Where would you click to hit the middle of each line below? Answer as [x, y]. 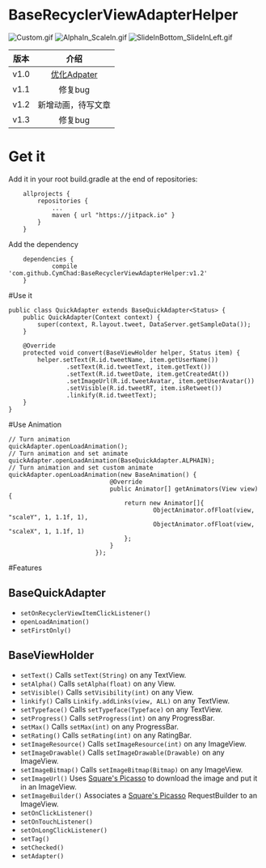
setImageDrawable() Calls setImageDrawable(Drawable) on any [122, 752]
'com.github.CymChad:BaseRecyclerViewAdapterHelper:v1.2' [108, 273]
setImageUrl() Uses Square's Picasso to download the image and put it [139, 778]
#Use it [20, 295]
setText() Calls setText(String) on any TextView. [103, 674]
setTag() [35, 839]
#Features [25, 568]
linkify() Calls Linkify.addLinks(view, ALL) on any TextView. [125, 700]
